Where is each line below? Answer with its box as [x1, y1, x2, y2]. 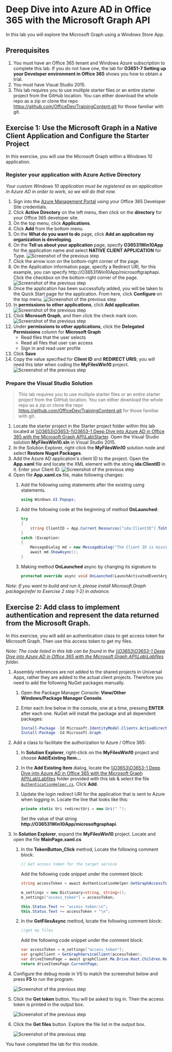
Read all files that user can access [20, 339, 93, 346]
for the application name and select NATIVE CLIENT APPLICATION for [13, 247, 161, 253]
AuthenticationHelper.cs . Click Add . [20, 781, 99, 787]
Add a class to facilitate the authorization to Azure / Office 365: [13, 739, 146, 746]
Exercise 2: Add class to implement [6, 603, 120, 612]
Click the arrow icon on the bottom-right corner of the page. [13, 258, 140, 264]
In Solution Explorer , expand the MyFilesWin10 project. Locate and [13, 831, 156, 837]
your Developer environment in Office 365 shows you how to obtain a [13, 71, 162, 77]
